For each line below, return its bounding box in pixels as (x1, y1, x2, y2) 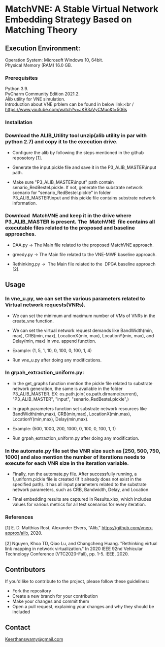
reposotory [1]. (12, 155, 42, 161)
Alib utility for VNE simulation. (5, 96, 66, 102)
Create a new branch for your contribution (12, 593, 98, 599)
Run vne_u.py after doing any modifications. (12, 357, 102, 363)
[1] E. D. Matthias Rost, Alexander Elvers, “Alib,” (5, 525, 101, 531)
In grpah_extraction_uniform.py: (5, 369, 85, 376)
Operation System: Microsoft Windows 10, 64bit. (5, 57, 103, 63)
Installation (5, 119, 33, 126)
